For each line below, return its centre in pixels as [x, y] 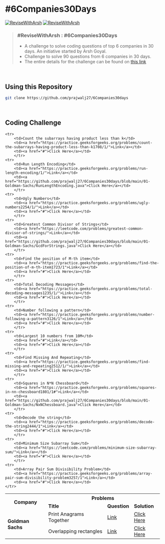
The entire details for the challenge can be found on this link [85, 62]
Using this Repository [39, 87]
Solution [144, 506]
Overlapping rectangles [75, 531]
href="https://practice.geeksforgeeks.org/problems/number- [92, 314]
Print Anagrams [66, 514]
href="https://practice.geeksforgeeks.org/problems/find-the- [94, 263]
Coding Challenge [33, 123]
